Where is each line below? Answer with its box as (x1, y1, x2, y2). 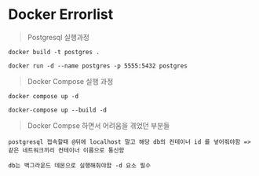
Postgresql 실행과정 (27, 32, 90, 42)
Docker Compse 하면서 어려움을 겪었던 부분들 (27, 120, 170, 130)
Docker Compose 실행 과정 (27, 76, 114, 86)
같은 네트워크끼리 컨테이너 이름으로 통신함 (8, 146, 125, 154)
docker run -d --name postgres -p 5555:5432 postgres (8, 61, 188, 70)
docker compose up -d (8, 92, 79, 100)
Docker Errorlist (8, 5, 114, 24)
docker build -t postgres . (8, 48, 100, 56)
